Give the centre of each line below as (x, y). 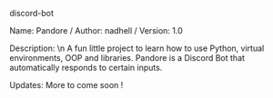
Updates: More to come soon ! (66, 85)
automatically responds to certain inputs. (86, 68)
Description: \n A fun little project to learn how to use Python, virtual (137, 48)
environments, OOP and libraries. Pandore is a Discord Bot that (127, 58)
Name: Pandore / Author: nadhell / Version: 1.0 (96, 30)
